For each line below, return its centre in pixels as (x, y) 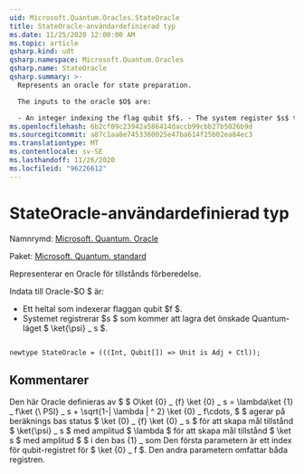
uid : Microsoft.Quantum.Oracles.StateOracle (95, 18)
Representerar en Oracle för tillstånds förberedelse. (105, 274)
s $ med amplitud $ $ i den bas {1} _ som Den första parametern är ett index (151, 440)
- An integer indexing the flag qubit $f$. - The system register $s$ (153, 118)
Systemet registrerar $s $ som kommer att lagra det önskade (136, 318)
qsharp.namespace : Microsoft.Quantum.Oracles (96, 60)
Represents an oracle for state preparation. (105, 85)
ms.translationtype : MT (54, 143)
